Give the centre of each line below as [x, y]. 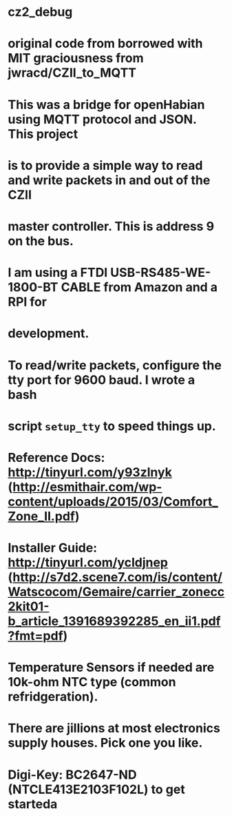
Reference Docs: [56, 457]
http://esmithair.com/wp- [87, 487]
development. [49, 334]
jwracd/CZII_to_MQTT [72, 73]
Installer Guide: [53, 548]
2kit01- [29, 606]
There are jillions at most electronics [114, 728]
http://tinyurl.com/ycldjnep [88, 563]
